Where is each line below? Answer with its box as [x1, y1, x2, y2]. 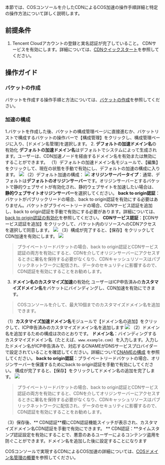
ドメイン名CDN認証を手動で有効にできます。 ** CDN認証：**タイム [13, 426, 151, 431]
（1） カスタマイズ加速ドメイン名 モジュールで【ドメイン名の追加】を [5, 318, 145, 324]
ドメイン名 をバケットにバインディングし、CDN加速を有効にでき [21, 285, 151, 291]
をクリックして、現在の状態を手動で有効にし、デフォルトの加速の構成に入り [5, 165, 160, 171]
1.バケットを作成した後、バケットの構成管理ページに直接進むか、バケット [5, 128, 155, 134]
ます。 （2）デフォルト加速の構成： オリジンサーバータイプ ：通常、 [5, 172, 156, 178]
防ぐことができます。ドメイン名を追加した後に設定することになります [5, 438, 147, 444]
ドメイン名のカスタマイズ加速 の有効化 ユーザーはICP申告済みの [12, 279, 141, 285]
